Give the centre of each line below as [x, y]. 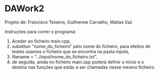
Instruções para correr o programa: [40, 31]
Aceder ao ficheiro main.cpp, [41, 41]
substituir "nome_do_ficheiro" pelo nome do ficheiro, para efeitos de [81, 46]
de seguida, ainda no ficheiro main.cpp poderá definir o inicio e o [78, 62]
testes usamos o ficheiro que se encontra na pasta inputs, [71, 51]
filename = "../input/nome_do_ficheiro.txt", [55, 56]
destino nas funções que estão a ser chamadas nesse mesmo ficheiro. [83, 67]
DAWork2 [25, 9]
